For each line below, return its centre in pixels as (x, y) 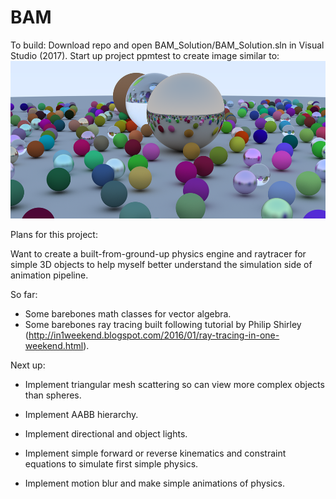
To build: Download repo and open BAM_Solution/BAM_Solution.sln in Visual (167, 45)
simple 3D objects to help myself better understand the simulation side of (161, 264)
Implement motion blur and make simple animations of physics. (155, 483)
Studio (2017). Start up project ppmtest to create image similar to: (145, 55)
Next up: (28, 365)
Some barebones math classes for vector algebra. (128, 313)
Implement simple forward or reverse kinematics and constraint (155, 453)
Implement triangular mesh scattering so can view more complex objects (174, 384)
